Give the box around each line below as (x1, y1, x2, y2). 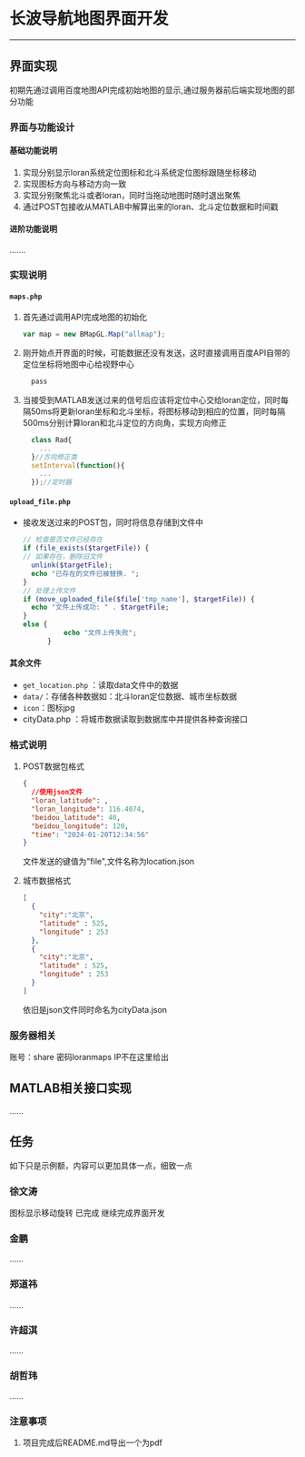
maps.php (9, 292, 43, 301)
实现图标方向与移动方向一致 (22, 178, 127, 189)
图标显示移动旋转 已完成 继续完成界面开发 (9, 1208, 165, 1218)
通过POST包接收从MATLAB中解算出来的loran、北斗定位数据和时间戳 (22, 201, 279, 212)
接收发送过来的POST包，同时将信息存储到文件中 (22, 517, 204, 528)
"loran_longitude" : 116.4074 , (31, 804, 145, 814)
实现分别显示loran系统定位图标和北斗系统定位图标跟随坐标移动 (22, 167, 257, 177)
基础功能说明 (9, 145, 57, 156)
